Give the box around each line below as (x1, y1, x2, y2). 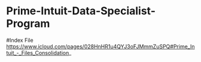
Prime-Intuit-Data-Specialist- (6, 4, 156, 18)
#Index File (6, 36, 34, 44)
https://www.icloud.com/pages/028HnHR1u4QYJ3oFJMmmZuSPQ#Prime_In (6, 43, 195, 50)
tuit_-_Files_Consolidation (6, 49, 69, 56)
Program (6, 17, 50, 30)
